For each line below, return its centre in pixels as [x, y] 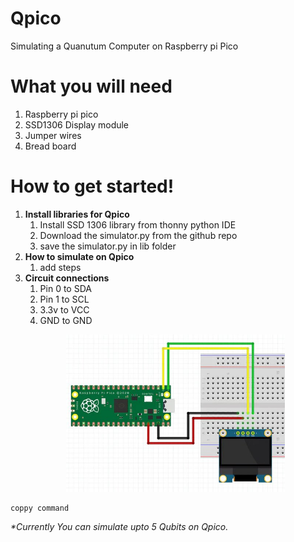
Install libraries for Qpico [77, 214]
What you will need [91, 86]
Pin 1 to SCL [64, 299]
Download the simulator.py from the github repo [138, 235]
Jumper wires [53, 135]
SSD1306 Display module [77, 124]
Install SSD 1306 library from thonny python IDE [138, 224]
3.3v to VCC [64, 309]
